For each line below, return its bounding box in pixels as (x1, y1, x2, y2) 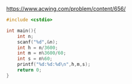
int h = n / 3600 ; (17, 45, 59, 51)
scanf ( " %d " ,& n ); (17, 39, 59, 45)
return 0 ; (17, 67, 42, 73)
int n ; (17, 33, 34, 39)
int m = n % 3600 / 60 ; (17, 50, 67, 56)
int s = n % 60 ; (17, 56, 53, 62)
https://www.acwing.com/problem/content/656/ (6, 5, 126, 12)
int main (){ (6, 27, 36, 34)
